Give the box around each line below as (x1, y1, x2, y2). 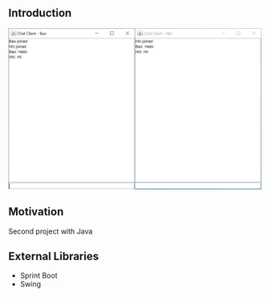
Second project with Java (8, 226, 93, 236)
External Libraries (8, 249, 99, 263)
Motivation (8, 205, 64, 219)
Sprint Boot (19, 271, 58, 280)
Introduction (8, 6, 72, 20)
